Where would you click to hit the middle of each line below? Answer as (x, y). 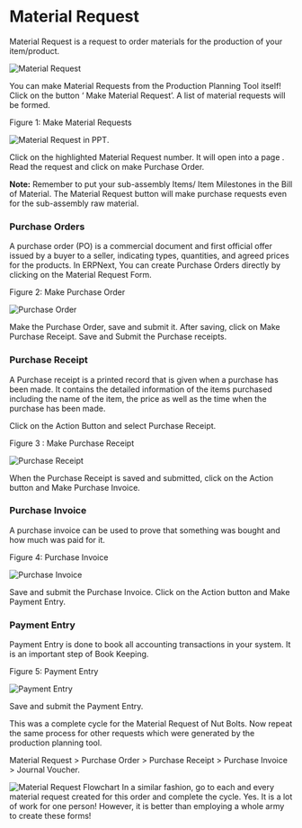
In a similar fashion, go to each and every (198, 788)
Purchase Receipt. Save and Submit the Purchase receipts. (118, 337)
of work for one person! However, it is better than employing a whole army (147, 806)
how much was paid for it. (58, 539)
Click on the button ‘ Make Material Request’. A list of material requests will (147, 95)
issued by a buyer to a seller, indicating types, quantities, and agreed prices (149, 256)
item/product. (35, 50)
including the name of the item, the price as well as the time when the (138, 398)
